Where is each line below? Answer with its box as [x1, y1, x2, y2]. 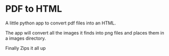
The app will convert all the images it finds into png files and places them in [5, 30, 165, 36]
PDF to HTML [5, 3, 62, 15]
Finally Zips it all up [5, 45, 46, 51]
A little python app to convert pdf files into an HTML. [5, 20, 116, 26]
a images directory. [5, 35, 46, 41]
